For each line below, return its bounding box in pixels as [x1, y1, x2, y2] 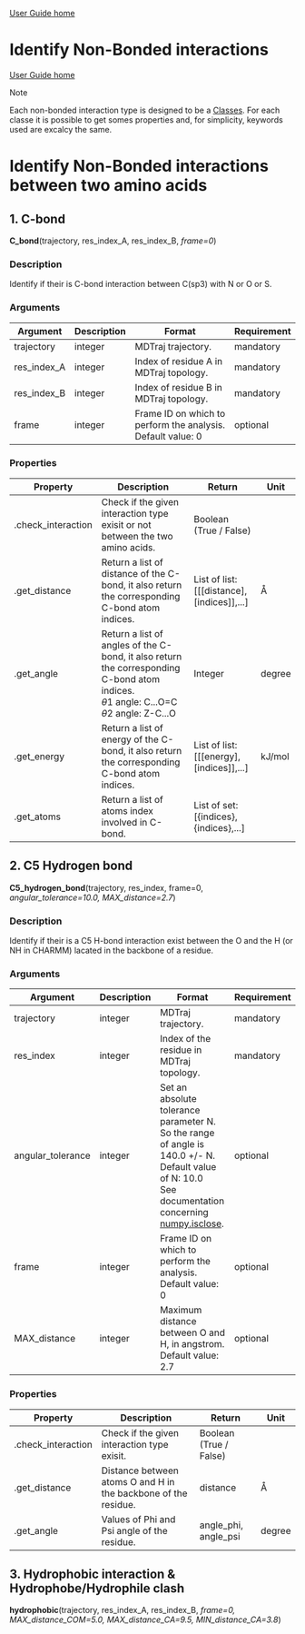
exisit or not [101, 518, 152, 530]
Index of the [160, 1033, 212, 1045]
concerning [160, 1206, 209, 1219]
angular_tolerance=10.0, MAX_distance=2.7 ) [9, 892, 176, 903]
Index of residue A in [134, 354, 223, 367]
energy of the [101, 733, 159, 746]
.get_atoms [14, 810, 62, 823]
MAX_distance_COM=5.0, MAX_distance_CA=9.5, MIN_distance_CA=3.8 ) [9, 1614, 281, 1625]
